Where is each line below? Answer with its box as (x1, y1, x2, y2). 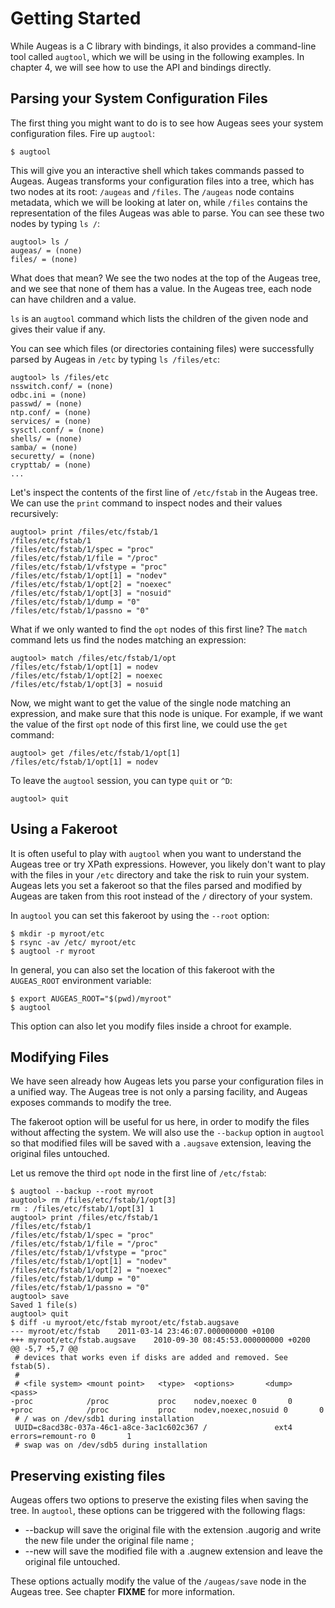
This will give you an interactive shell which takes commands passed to (10, 164, 305, 176)
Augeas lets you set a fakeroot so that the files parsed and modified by (10, 879, 303, 891)
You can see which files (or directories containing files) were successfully (10, 342, 315, 354)
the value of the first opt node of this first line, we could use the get (10, 718, 288, 730)
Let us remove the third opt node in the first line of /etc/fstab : (10, 1167, 267, 1179)
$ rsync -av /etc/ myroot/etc (10, 937, 137, 947)
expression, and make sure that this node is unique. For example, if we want (10, 707, 323, 719)
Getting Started (10, 7, 142, 30)
